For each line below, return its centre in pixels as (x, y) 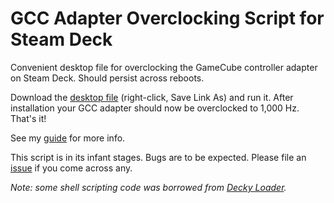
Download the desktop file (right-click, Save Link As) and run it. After (152, 97)
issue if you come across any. (71, 168)
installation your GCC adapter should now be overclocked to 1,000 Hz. (155, 108)
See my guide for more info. (68, 138)
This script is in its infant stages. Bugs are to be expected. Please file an (158, 157)
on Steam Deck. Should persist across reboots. (107, 78)
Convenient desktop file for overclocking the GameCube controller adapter (164, 67)
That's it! (28, 118)
